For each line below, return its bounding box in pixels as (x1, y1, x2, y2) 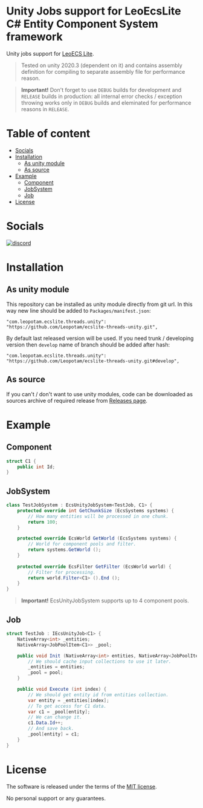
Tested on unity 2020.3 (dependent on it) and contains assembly (21, 62, 182, 69)
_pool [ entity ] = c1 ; (28, 731, 80, 737)
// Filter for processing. (28, 569, 96, 575)
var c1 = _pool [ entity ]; (28, 709, 91, 715)
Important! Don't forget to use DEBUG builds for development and (21, 86, 182, 93)
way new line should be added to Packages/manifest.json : (6, 307, 151, 314)
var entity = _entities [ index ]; (28, 697, 110, 703)
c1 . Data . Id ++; (28, 720, 63, 726)
